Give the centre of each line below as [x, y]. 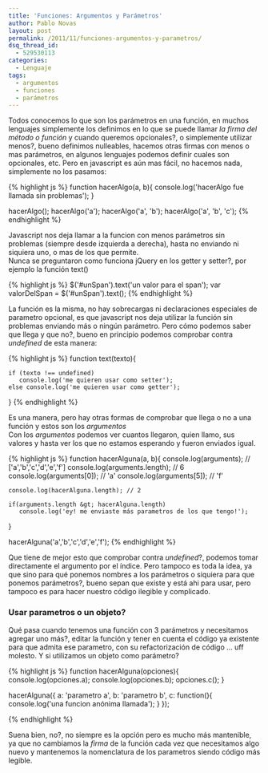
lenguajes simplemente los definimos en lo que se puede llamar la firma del [133, 129]
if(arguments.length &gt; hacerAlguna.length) [87, 505]
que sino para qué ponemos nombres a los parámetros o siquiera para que [131, 575]
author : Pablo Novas [43, 23]
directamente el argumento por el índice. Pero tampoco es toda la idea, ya [130, 566]
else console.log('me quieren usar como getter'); [94, 387]
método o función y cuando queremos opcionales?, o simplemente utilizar [130, 138]
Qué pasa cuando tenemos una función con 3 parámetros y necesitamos [128, 629]
